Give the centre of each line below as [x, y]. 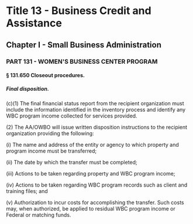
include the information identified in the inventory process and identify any [96, 110]
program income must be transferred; [51, 151]
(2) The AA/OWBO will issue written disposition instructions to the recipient [97, 127]
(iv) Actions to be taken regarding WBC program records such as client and [97, 185]
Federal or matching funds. [39, 215]
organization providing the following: [50, 133]
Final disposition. [28, 88]
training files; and [27, 191]
